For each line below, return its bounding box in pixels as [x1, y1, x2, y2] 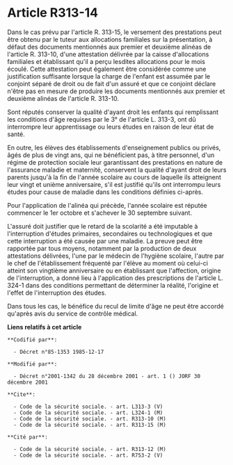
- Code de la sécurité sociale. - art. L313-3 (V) [13, 403, 163, 410]
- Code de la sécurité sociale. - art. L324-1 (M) [13, 409, 163, 416]
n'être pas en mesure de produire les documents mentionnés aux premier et [7, 87, 225, 95]
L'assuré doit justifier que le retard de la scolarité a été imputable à [7, 222, 198, 230]
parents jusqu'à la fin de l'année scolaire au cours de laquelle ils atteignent [7, 172, 221, 181]
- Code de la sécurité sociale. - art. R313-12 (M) [13, 446, 167, 452]
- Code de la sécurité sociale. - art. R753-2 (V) [13, 452, 163, 459]
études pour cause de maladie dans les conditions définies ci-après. [7, 188, 204, 196]
